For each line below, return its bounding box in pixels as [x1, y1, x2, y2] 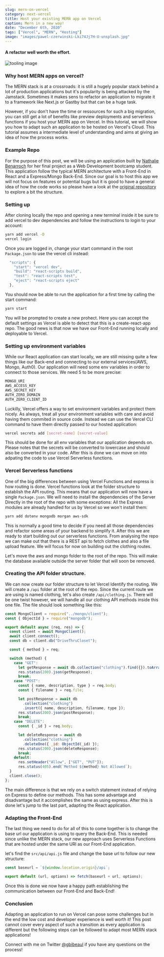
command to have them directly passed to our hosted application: [5, 421, 138, 427]
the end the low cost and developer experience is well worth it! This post [5, 916, 151, 922]
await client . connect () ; [9, 634, 60, 639]
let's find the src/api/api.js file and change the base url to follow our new [5, 851, 155, 856]
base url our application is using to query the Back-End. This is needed [5, 831, 148, 837]
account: [5, 223, 23, 228]
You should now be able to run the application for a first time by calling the [5, 291, 155, 297]
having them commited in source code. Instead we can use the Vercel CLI [5, 416, 153, 422]
